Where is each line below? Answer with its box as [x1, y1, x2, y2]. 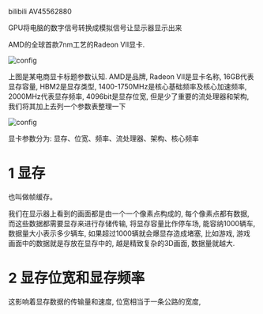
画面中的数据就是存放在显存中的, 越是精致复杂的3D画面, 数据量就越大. [8, 238, 235, 248]
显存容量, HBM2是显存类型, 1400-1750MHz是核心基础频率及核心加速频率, [8, 82, 247, 91]
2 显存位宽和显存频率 [8, 269, 145, 287]
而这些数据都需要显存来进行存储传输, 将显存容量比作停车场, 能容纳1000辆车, [8, 218, 256, 228]
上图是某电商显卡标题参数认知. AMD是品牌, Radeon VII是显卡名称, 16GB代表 [8, 72, 254, 81]
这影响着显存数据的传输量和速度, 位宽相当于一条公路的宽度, [8, 297, 201, 306]
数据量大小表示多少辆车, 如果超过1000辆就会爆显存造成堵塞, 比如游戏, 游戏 [8, 229, 251, 238]
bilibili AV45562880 [8, 7, 73, 16]
